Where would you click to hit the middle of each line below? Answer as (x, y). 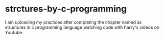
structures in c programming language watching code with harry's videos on (82, 27)
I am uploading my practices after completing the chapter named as (73, 22)
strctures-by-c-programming (66, 9)
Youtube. (14, 32)
